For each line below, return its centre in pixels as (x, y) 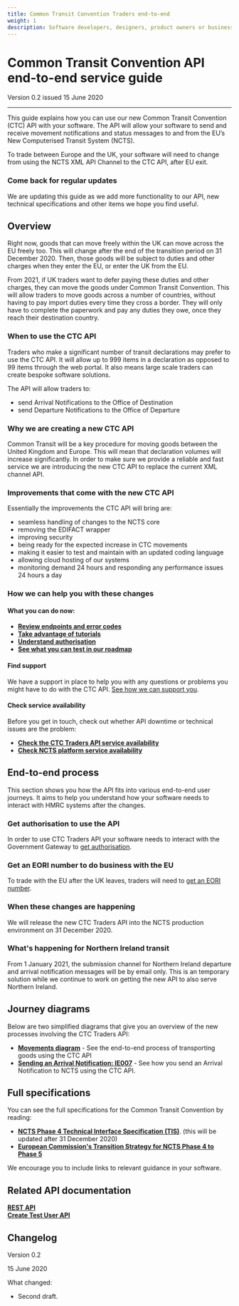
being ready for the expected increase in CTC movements (102, 545)
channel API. (26, 475)
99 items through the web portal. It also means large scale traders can (110, 367)
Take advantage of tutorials (59, 634)
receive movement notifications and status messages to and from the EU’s (116, 133)
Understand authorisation (57, 642)
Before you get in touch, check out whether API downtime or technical (110, 721)
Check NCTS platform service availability (80, 750)
